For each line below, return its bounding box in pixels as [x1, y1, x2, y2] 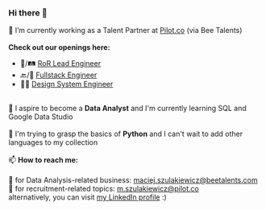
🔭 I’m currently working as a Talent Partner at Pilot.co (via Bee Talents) [8, 26, 243, 35]
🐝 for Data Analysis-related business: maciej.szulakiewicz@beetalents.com [8, 175, 258, 185]
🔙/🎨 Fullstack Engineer [19, 70, 98, 80]
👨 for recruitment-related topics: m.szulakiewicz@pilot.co [8, 184, 199, 194]
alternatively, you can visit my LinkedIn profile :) [8, 192, 167, 202]
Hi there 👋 [8, 7, 48, 19]
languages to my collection [8, 138, 98, 147]
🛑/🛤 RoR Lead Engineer [19, 59, 102, 68]
